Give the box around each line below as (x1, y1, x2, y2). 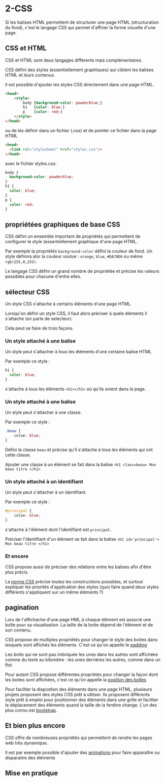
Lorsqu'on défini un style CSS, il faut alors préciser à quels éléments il (5, 310, 147, 316)
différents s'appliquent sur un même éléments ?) (5, 589, 103, 595)
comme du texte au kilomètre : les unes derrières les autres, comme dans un (5, 657, 161, 663)
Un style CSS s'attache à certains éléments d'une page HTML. (5, 301, 132, 306)
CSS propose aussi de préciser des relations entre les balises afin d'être (5, 564, 152, 570)
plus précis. (5, 569, 29, 575)
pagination (5, 603, 39, 612)
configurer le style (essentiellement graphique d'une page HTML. (5, 239, 138, 245)
